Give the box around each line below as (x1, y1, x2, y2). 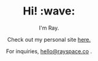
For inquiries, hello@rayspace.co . (6, 47, 92, 55)
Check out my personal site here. (7, 36, 91, 43)
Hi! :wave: (23, 4, 75, 18)
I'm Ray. (39, 24, 59, 31)
